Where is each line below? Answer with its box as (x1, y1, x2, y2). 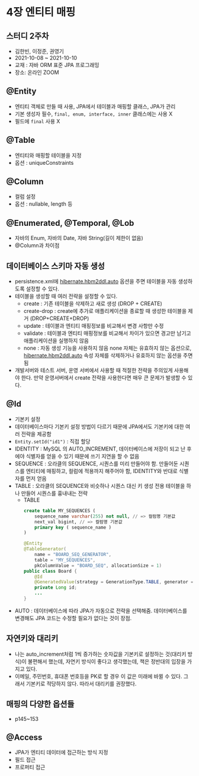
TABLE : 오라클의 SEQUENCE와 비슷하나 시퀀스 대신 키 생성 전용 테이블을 (14, 482, 185, 489)
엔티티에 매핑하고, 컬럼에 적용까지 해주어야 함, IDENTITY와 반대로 (25, 467, 178, 474)
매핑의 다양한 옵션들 (6, 699, 75, 709)
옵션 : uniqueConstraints (14, 159, 74, 166)
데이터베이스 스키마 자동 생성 (6, 261, 105, 271)
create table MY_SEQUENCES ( (23, 507, 96, 513)
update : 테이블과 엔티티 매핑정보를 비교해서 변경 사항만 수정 (23, 322, 164, 330)
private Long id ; (34, 585, 77, 590)
